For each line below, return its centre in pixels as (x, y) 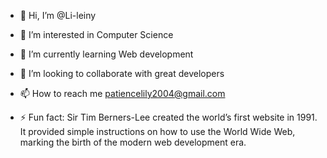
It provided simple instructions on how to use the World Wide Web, (157, 131)
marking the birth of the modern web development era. (133, 142)
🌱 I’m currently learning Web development (106, 54)
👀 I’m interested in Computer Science (96, 34)
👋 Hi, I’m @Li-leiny (58, 15)
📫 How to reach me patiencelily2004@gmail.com (122, 93)
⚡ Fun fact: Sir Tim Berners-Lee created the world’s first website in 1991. (168, 117)
